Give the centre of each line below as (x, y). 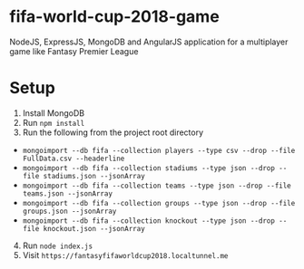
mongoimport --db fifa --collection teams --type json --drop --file (157, 186)
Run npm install (54, 122)
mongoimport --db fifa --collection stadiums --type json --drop (148, 168)
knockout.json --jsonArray (94, 228)
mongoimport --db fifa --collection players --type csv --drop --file (159, 150)
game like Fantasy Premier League (74, 51)
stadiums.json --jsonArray (94, 176)
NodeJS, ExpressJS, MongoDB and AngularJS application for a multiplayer (149, 42)
